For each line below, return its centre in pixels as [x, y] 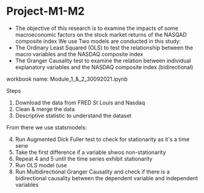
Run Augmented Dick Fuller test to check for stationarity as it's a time [102, 139]
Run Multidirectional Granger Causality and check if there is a [92, 172]
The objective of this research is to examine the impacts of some [97, 28]
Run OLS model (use [41, 165]
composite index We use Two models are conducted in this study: [98, 41]
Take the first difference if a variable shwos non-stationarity [90, 152]
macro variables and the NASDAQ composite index [79, 54]
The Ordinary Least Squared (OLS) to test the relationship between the [104, 48]
